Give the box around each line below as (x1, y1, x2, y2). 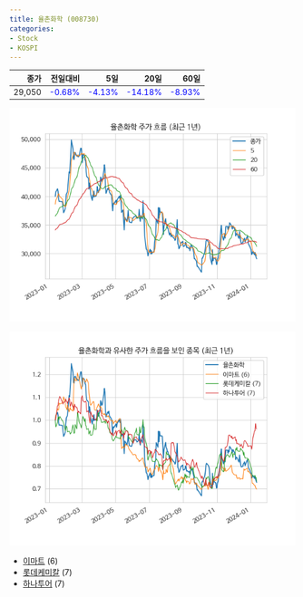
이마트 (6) (22, 555, 59, 566)
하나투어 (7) (22, 578, 65, 589)
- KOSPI (9, 43, 39, 53)
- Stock (9, 34, 39, 43)
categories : (9, 24, 54, 34)
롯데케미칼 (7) (22, 566, 73, 577)
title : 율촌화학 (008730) (9, 14, 100, 24)
